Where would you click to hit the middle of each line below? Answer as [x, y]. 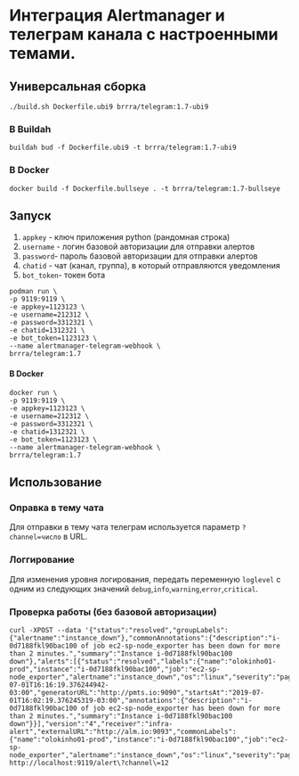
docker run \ [33, 392]
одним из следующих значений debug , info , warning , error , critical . [133, 589]
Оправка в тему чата [57, 508]
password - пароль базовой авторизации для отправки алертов [140, 256]
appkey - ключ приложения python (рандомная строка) [126, 237]
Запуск [30, 215]
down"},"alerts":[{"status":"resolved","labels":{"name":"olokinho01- [143, 661]
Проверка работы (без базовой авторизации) [113, 612]
